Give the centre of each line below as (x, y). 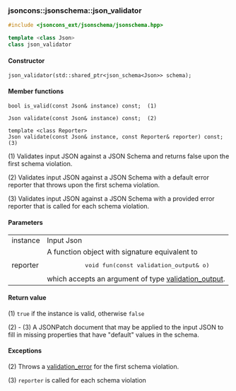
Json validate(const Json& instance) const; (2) (83, 119)
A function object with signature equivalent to (122, 252)
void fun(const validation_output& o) (147, 265)
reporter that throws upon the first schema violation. (84, 185)
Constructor (26, 60)
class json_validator (40, 45)
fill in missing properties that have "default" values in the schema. (104, 334)
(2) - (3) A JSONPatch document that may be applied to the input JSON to (116, 327)
